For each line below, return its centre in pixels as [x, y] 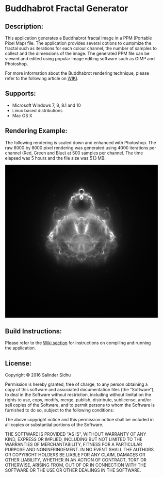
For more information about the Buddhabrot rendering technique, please [77, 73]
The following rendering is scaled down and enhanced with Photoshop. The [81, 142]
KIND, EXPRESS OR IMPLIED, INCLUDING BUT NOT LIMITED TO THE [74, 439]
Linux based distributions [37, 110]
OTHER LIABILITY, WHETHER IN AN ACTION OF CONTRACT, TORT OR [76, 460]
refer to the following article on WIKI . [42, 78]
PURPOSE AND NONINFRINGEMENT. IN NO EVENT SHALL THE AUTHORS [80, 450]
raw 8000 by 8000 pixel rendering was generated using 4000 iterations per [81, 148]
